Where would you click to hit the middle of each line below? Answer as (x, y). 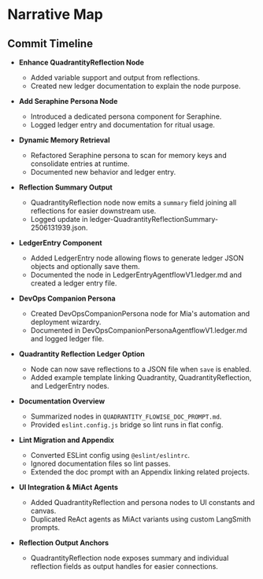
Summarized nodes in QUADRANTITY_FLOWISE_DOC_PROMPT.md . (126, 416)
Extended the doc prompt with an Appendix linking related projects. (140, 472)
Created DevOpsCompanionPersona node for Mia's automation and (140, 313)
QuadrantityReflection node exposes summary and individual (130, 558)
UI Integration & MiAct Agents (69, 487)
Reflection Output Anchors (64, 543)
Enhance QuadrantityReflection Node (81, 62)
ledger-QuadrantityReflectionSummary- (154, 219)
